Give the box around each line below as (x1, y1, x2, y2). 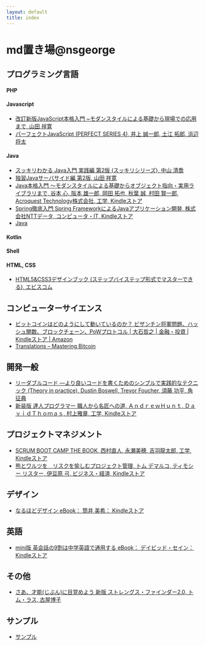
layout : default (6, 9, 48, 15)
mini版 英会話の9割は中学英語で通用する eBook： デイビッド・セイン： (15, 544, 194, 551)
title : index (6, 15, 40, 21)
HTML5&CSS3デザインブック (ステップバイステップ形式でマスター (15, 276, 183, 283)
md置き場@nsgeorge (6, 43, 116, 57)
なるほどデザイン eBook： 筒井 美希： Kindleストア (15, 507, 145, 514)
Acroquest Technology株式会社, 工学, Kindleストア (15, 197, 143, 205)
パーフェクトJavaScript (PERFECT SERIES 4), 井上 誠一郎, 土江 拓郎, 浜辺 (15, 130, 199, 138)
